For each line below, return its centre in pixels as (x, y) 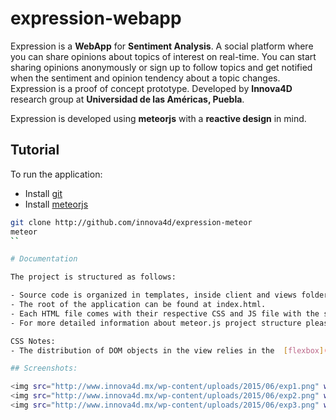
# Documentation (44, 259)
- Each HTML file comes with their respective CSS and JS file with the (165, 313)
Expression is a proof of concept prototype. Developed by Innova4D (151, 88)
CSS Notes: (33, 341)
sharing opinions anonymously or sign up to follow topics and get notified (161, 67)
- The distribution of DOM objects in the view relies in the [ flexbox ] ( (169, 350)
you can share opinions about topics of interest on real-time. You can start (163, 56)
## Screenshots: (44, 368)
